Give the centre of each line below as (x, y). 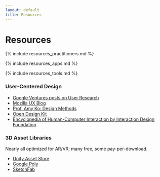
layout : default (22, 10)
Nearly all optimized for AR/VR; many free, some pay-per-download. (76, 149)
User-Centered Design (34, 87)
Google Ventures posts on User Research (56, 97)
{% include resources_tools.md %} (42, 74)
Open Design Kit (30, 114)
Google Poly (25, 164)
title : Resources (24, 15)
